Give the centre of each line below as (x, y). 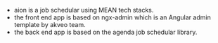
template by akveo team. (50, 25)
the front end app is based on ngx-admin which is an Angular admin (112, 17)
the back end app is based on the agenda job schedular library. (105, 32)
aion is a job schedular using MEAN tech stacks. (84, 10)
